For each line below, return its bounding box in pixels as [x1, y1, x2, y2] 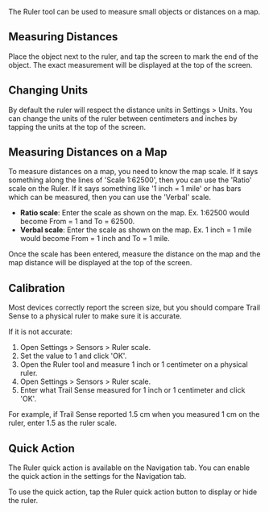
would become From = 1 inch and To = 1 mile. [19, 234, 171, 244]
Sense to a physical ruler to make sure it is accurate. [8, 311, 183, 321]
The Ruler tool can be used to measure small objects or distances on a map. [8, 7, 261, 16]
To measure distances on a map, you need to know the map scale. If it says [8, 167, 259, 177]
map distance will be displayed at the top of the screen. [8, 258, 192, 268]
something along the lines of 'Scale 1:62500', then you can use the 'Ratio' [8, 175, 252, 185]
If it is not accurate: [8, 327, 72, 337]
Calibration [8, 281, 66, 295]
